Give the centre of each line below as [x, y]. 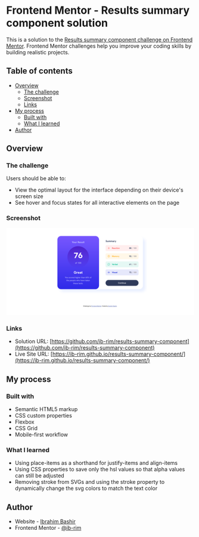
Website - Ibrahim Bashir [45, 521]
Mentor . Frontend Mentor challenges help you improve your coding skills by [99, 46]
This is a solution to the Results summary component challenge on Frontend [99, 39]
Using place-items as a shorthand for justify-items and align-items [96, 463]
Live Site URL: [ [34, 354]
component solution [57, 23]
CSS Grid [26, 428]
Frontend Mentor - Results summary [98, 10]
